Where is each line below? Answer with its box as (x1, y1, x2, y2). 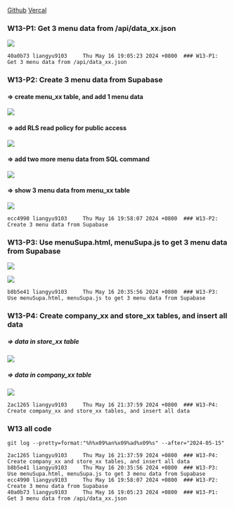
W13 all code (7, 424, 52, 434)
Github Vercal (7, 6, 47, 14)
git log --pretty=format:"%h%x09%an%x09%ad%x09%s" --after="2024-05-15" (7, 439, 225, 447)
